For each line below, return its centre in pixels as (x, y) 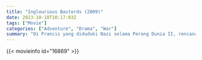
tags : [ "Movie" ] (26, 23)
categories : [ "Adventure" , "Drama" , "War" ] (62, 28)
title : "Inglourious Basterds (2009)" (55, 12)
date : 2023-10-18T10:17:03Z (41, 17)
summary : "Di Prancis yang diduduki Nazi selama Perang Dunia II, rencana (102, 34)
